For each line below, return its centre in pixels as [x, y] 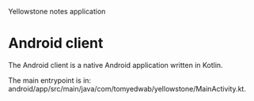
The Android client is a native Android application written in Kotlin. [116, 65]
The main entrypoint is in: [50, 80]
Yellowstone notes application [57, 11]
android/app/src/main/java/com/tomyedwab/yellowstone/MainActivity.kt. [127, 88]
